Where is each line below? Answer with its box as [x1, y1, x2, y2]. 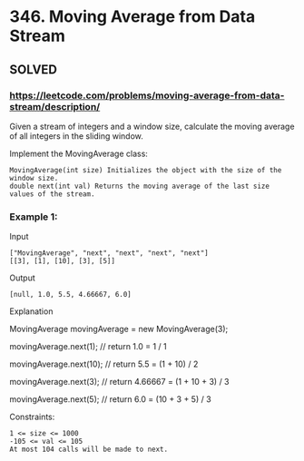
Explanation [9, 306, 54, 317]
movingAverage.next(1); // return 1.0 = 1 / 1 [9, 341, 167, 352]
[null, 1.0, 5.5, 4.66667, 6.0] [9, 290, 132, 299]
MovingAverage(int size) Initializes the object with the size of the [9, 165, 282, 174]
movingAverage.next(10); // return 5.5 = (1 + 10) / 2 [9, 358, 199, 369]
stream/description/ [9, 100, 101, 113]
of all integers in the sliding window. [9, 130, 143, 142]
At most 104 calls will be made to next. [9, 445, 169, 455]
